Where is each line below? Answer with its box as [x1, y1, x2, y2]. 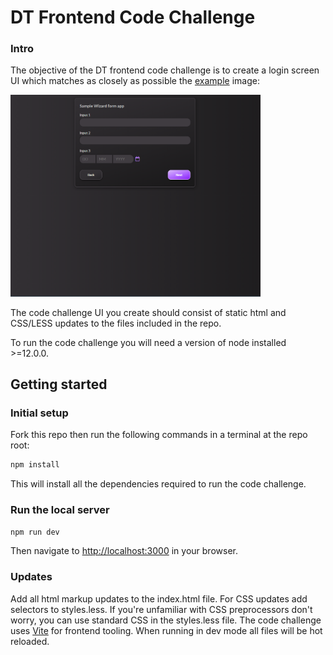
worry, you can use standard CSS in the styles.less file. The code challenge [10, 614, 322, 626]
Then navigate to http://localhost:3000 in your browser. [10, 545, 238, 557]
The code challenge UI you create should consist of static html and [10, 306, 287, 318]
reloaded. [10, 635, 50, 647]
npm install [10, 460, 60, 470]
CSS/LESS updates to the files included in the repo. [10, 317, 222, 329]
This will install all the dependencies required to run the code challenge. [10, 478, 307, 490]
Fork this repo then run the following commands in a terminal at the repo [10, 429, 308, 441]
